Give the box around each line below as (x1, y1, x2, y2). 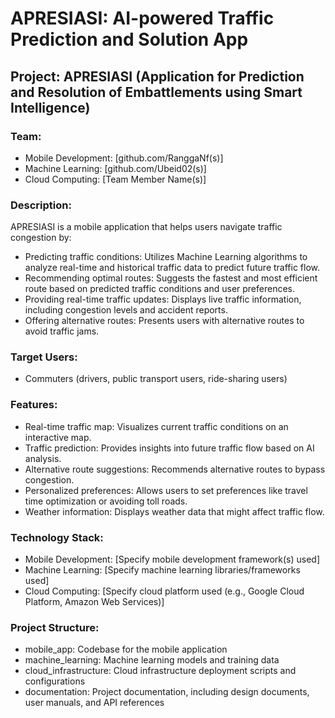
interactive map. (24, 431, 92, 443)
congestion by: (10, 232, 72, 244)
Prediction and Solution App (10, 28, 249, 51)
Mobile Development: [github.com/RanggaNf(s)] (24, 152, 224, 164)
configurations (24, 675, 86, 687)
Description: (10, 198, 72, 212)
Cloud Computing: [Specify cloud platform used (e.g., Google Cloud (24, 585, 305, 597)
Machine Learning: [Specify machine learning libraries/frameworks (24, 564, 301, 576)
